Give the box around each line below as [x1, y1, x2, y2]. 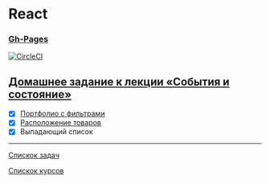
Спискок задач [8, 150, 60, 161]
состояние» [8, 87, 72, 101]
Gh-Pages [8, 34, 49, 45]
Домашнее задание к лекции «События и [8, 75, 230, 88]
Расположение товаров [19, 118, 102, 128]
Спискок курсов [8, 166, 64, 176]
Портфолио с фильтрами [19, 109, 105, 119]
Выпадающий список [19, 127, 94, 136]
